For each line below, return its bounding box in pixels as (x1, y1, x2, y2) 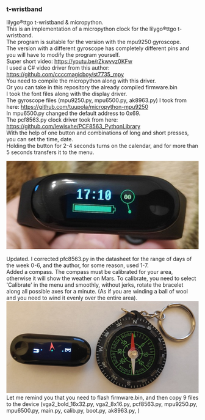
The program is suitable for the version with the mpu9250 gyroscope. (6, 39, 181, 46)
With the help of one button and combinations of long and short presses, (6, 129, 189, 136)
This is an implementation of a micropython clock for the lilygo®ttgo (6, 25, 177, 32)
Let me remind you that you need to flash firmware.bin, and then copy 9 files (6, 394, 199, 401)
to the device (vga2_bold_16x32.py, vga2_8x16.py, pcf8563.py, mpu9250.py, (6, 400, 198, 408)
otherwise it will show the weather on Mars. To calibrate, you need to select (6, 274, 196, 282)
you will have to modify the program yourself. (6, 51, 120, 59)
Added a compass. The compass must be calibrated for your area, (6, 268, 173, 275)
